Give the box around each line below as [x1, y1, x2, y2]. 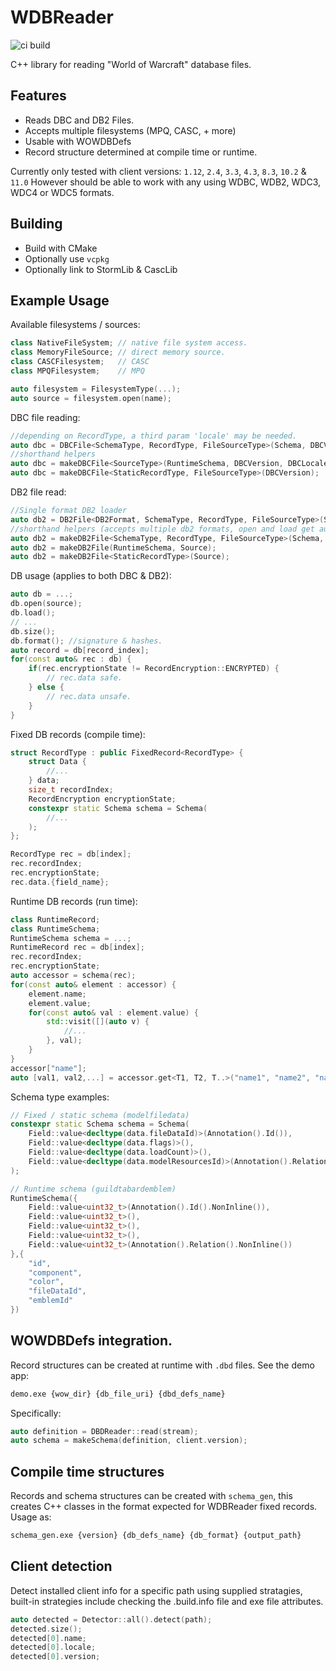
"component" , [28, 1267, 83, 1278]
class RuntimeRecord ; [10, 914, 101, 925]
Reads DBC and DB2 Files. [24, 114, 135, 126]
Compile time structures [10, 1463, 165, 1480]
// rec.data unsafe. [46, 691, 132, 701]
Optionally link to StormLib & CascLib [24, 263, 178, 275]
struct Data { [28, 757, 87, 767]
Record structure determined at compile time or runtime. [24, 146, 258, 158]
